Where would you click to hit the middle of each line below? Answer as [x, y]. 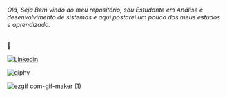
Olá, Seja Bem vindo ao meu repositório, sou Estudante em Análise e [105, 10]
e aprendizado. [29, 24]
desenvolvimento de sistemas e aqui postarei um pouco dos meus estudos [114, 17]
